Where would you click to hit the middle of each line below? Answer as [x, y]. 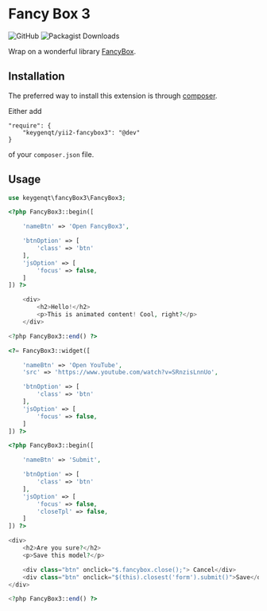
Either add [25, 111]
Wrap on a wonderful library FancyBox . [72, 51]
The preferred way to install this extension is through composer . [113, 96]
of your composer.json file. [51, 154]
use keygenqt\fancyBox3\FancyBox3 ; [67, 198]
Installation [37, 76]
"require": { [30, 125]
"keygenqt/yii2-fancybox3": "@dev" [81, 132]
